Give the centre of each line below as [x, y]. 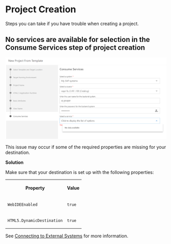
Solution [15, 162]
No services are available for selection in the [78, 40]
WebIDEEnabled [23, 205]
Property [35, 188]
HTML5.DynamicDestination [35, 220]
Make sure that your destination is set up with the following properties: [80, 172]
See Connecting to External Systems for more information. [67, 236]
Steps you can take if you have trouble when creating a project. [72, 24]
